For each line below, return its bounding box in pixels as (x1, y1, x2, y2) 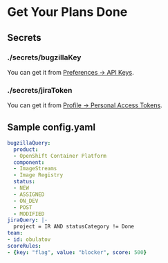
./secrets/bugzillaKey (7, 53, 82, 62)
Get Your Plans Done (7, 4, 128, 20)
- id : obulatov (7, 236, 51, 243)
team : (7, 230, 23, 237)
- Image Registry (13, 172, 64, 179)
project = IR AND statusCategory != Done (13, 223, 135, 230)
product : (13, 146, 39, 153)
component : (13, 158, 45, 166)
